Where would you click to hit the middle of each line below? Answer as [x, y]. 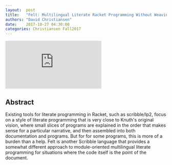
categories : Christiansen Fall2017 [43, 29]
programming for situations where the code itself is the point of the [76, 152]
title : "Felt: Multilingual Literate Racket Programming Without [79, 15]
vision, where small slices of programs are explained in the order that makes [86, 125]
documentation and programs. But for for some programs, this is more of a [84, 136]
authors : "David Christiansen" [39, 19]
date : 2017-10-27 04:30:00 [38, 24]
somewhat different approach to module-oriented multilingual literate [78, 147]
